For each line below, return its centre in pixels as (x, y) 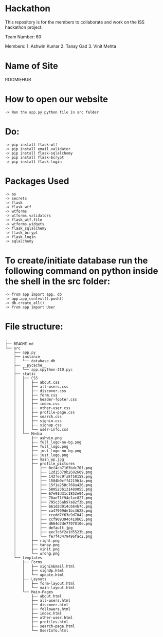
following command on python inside (81, 271)
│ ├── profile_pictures (45, 463)
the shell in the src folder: (58, 281)
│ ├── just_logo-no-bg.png (48, 451)
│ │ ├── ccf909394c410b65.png (53, 519)
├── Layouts (35, 579)
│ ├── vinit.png (37, 549)
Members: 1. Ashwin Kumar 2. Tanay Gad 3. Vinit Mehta (61, 46)
